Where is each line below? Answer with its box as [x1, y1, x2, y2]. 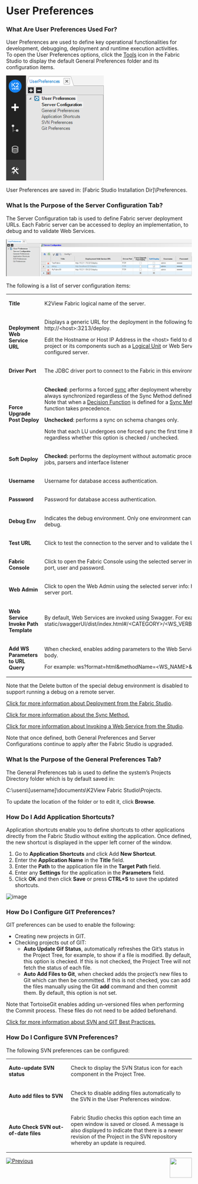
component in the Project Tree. [70, 1070, 146, 1078]
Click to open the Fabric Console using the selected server [44, 558, 187, 565]
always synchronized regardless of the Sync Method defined [44, 392, 192, 399]
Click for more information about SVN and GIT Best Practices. [6, 1018, 156, 1026]
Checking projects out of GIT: [14, 939, 87, 946]
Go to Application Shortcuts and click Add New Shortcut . [14, 850, 157, 858]
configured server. [44, 349, 90, 356]
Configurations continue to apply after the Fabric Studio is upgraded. [6, 740, 173, 748]
